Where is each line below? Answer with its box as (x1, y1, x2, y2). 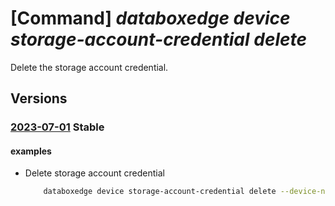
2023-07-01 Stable (10, 120, 105, 134)
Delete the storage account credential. (10, 61, 169, 73)
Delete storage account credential (24, 167, 165, 179)
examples (10, 145, 52, 157)
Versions (10, 90, 68, 107)
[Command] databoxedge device (10, 7, 291, 30)
